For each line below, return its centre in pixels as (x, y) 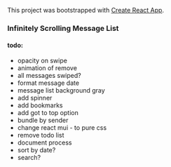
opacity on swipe (42, 61)
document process (45, 142)
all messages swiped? (49, 76)
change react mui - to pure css (62, 128)
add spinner (35, 98)
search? (29, 158)
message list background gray (61, 91)
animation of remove (47, 68)
